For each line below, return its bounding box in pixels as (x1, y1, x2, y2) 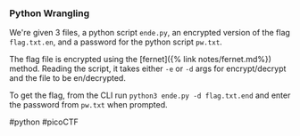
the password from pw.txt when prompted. (9, 100, 168, 110)
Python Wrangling (9, 7, 90, 20)
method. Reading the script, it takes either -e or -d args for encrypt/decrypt (9, 63, 287, 74)
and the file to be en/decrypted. (9, 73, 127, 84)
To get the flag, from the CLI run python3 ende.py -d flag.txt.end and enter (9, 90, 291, 100)
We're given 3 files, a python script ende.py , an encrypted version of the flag (9, 28, 290, 38)
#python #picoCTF (9, 116, 79, 127)
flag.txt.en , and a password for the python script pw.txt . (9, 36, 223, 47)
